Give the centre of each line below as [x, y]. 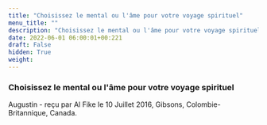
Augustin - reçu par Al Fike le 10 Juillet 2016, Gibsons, [97, 104]
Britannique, [28, 113]
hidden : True [30, 52]
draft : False [30, 45]
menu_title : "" [33, 23]
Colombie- [203, 104]
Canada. [64, 113]
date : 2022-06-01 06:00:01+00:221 [66, 38]
